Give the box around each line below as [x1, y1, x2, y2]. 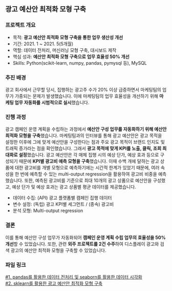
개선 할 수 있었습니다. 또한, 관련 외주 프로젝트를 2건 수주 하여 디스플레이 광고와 [5, 241, 159, 247]
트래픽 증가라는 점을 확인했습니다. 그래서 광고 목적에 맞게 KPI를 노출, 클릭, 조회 [5, 145, 162, 151]
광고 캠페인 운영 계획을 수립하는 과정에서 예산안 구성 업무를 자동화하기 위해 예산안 [5, 126, 167, 132]
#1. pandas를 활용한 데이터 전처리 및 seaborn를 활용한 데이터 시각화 [5, 274, 142, 280]
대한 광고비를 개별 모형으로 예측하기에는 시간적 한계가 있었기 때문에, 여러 [14, 165, 160, 171]
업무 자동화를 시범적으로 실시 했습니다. [14, 99, 90, 105]
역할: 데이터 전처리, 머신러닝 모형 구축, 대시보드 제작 [12, 47, 117, 53]
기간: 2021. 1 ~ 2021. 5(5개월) [12, 41, 74, 47]
